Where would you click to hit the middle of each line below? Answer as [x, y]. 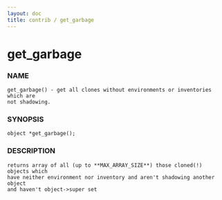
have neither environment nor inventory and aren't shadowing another [111, 177]
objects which [28, 171]
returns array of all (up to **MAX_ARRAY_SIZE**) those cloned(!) [105, 165]
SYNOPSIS [26, 119]
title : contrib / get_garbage [51, 20]
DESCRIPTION [31, 151]
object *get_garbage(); [41, 134]
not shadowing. [29, 102]
